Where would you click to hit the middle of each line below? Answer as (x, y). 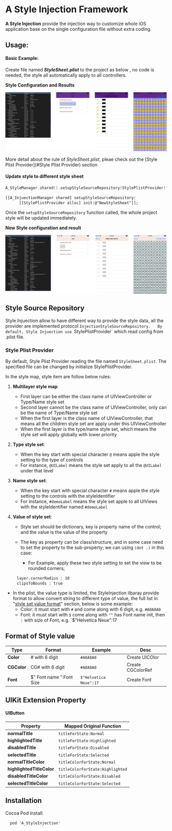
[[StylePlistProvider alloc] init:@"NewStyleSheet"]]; (79, 203)
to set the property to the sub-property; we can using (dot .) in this (92, 547)
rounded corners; (46, 568)
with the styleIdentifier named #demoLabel (64, 507)
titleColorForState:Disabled (89, 777)
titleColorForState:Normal (87, 762)
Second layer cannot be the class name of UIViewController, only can (93, 407)
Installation (24, 801)
